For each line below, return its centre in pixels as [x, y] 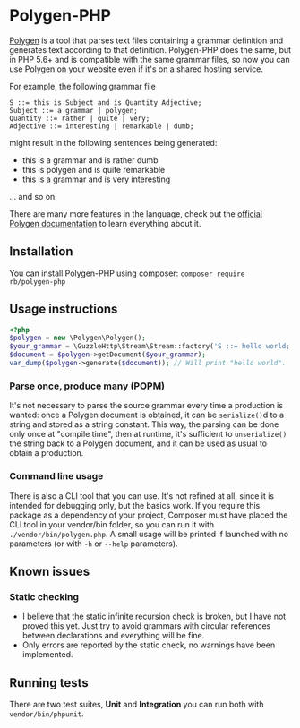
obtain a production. [47, 453]
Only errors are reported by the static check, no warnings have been [149, 645]
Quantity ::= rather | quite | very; [80, 118]
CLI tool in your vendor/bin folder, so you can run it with [112, 524]
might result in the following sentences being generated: [113, 142]
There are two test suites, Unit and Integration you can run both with [137, 705]
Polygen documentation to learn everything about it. [105, 223]
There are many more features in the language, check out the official [136, 214]
